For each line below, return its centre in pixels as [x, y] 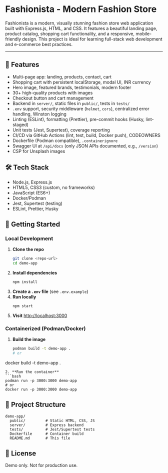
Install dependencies [35, 273]
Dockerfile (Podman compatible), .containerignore [65, 140]
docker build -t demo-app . [33, 362]
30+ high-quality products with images [52, 92]
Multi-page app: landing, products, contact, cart [62, 76]
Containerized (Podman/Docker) [45, 328]
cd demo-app [25, 263]
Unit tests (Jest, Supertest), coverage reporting [61, 130]
